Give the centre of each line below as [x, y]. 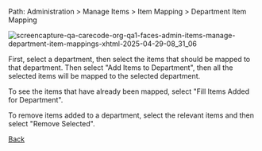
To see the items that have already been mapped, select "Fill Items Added [129, 91]
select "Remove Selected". [52, 124]
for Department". [36, 100]
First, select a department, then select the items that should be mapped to [129, 59]
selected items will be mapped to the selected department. [104, 76]
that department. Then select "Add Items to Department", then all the [121, 68]
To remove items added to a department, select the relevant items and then [131, 115]
